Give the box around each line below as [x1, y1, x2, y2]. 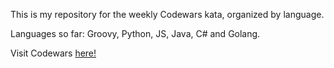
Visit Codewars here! [10, 47, 97, 59]
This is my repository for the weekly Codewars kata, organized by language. [10, 9, 325, 20]
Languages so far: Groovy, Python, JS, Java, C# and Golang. [10, 28, 261, 39]
